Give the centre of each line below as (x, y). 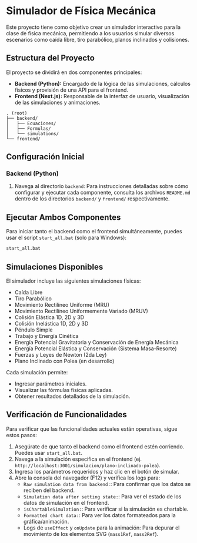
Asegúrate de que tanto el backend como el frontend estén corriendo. (99, 446)
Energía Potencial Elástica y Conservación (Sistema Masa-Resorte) (96, 348)
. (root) (17, 113)
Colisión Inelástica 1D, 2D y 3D (51, 323)
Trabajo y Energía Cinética (46, 336)
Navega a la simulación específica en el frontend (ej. (78, 459)
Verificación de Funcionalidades (67, 415)
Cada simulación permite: (37, 372)
